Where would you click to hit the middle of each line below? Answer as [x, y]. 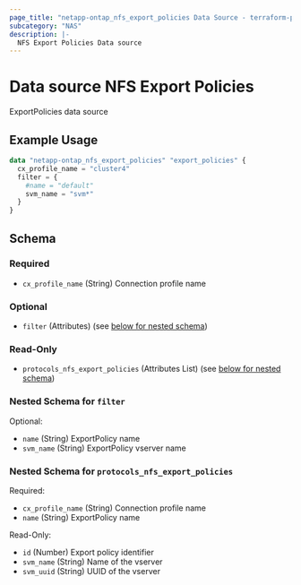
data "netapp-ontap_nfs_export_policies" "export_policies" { [128, 160]
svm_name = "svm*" [60, 194]
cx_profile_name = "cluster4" [73, 168]
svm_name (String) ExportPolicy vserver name [104, 448]
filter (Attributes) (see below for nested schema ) [115, 326]
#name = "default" [60, 185]
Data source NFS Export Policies [132, 87]
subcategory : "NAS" [46, 26]
